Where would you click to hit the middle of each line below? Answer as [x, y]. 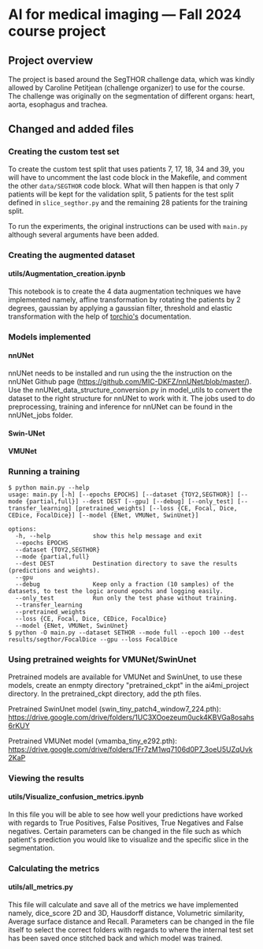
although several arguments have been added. [84, 234]
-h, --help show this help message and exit [109, 536]
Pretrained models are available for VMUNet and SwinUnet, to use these [125, 677]
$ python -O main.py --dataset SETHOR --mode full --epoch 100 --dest [126, 633]
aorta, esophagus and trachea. [58, 105]
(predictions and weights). [54, 571]
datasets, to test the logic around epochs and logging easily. [116, 592]
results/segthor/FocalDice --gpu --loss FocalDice [93, 640]
